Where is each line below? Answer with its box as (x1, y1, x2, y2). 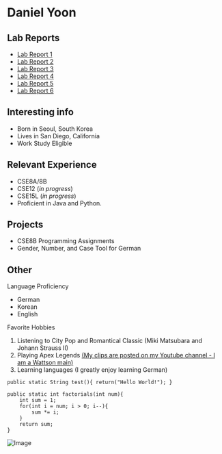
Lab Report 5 (16, 79, 54, 87)
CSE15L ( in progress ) (16, 192, 77, 200)
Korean (16, 303, 38, 311)
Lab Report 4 (16, 72, 55, 80)
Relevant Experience (7, 159, 97, 171)
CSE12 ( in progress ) (16, 184, 73, 192)
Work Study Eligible (16, 139, 72, 147)
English (16, 310, 38, 318)
